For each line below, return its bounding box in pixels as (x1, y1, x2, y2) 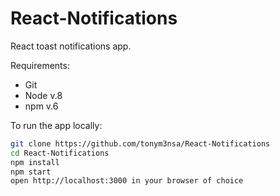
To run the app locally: (10, 119, 103, 131)
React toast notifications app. (10, 40, 132, 52)
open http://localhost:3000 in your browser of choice (10, 176, 244, 186)
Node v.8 (24, 89, 63, 101)
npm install (10, 157, 60, 167)
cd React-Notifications (10, 148, 110, 158)
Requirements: (10, 59, 70, 71)
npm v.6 (24, 100, 59, 112)
